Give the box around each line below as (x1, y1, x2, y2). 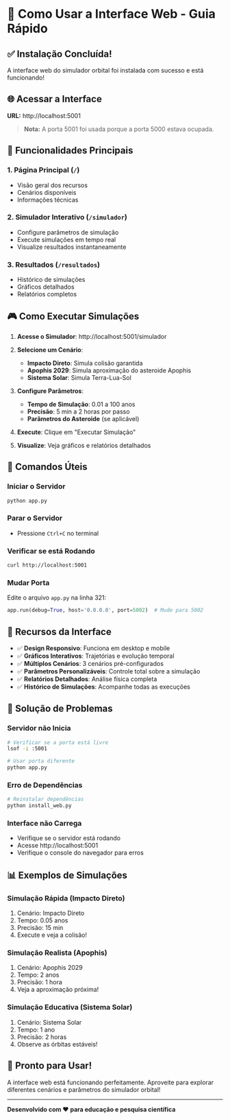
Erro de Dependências (7, 781, 83, 790)
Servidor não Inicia (7, 724, 71, 733)
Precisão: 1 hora (16, 978, 63, 986)
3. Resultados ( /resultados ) (7, 260, 101, 270)
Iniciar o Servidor (7, 481, 66, 491)
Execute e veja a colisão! (16, 931, 88, 939)
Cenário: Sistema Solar (16, 1018, 82, 1026)
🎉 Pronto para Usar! (7, 1060, 92, 1072)
